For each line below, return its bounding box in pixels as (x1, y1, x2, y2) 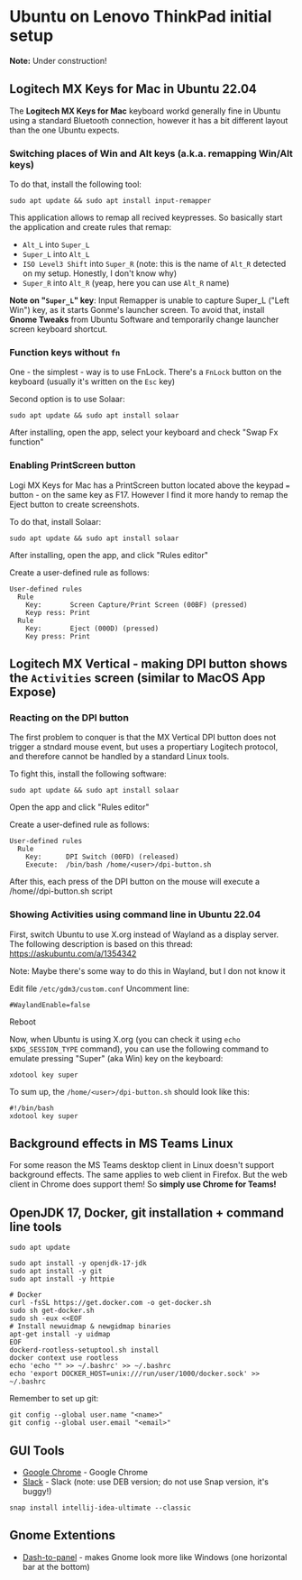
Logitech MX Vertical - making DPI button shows (9, 657, 288, 672)
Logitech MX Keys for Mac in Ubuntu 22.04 (9, 81, 257, 96)
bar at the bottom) (22, 1561, 90, 1572)
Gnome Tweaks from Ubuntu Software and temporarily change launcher (9, 314, 279, 326)
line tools (9, 1219, 62, 1235)
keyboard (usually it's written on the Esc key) (9, 376, 176, 387)
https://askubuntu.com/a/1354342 (9, 948, 137, 959)
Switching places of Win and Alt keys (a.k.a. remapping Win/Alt (9, 147, 293, 160)
